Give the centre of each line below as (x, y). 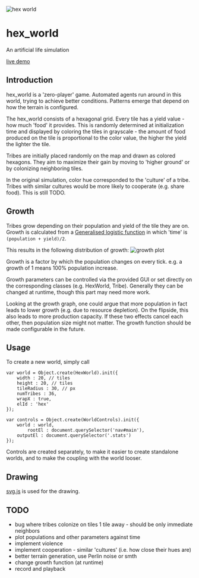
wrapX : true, (34, 399)
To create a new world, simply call (48, 362)
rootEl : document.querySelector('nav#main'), (86, 430)
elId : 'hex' (33, 404)
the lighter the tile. (28, 144)
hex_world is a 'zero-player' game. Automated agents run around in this (94, 94)
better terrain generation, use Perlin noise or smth (76, 556)
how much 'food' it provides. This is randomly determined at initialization (95, 125)
